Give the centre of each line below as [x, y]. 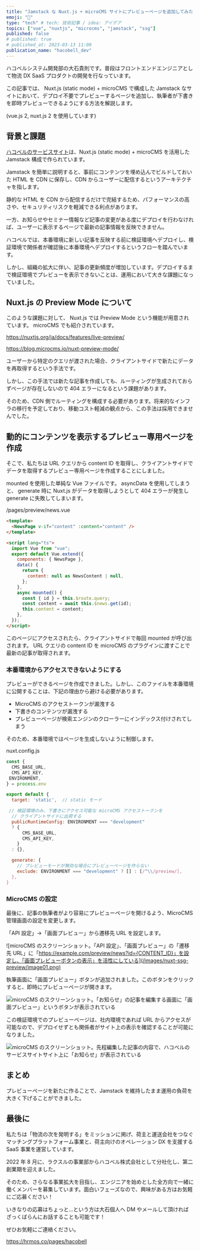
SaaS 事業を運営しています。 [42, 1149]
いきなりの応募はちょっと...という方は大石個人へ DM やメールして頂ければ [98, 1209]
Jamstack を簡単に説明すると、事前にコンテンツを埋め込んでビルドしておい [99, 172]
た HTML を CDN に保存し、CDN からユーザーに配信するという [84, 179]
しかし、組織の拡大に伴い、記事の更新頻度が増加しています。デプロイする [97, 267]
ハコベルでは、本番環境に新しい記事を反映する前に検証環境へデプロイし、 [97, 239]
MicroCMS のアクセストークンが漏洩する [65, 704]
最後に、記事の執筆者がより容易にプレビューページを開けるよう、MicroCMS [100, 913]
